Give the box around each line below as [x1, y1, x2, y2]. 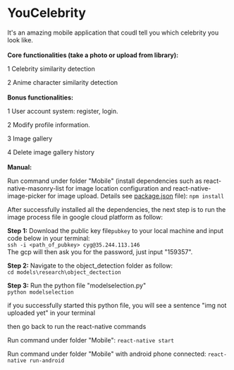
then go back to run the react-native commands [7, 322, 147, 330]
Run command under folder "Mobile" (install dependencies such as [7, 177, 202, 185]
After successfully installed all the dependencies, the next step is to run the [7, 205, 226, 213]
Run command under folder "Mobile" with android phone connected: [7, 350, 207, 358]
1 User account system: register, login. [7, 107, 118, 115]
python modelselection [7, 288, 74, 296]
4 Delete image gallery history [7, 148, 95, 156]
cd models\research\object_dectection [7, 268, 121, 276]
